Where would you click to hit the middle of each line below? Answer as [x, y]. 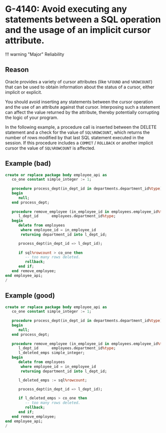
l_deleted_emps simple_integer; [51, 353]
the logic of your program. [32, 118]
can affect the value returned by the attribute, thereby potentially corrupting [82, 112]
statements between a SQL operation [83, 20]
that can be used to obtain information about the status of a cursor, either [80, 87]
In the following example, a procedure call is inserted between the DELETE [81, 127]
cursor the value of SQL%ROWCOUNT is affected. [50, 148]
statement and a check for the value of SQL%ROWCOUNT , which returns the [77, 132]
